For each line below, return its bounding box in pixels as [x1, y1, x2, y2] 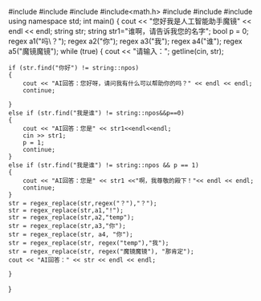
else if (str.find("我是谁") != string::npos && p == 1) [8, 161, 199, 169]
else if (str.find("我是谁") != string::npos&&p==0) [8, 109, 185, 117]
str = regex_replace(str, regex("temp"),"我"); [8, 239, 169, 247]
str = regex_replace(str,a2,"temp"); [8, 214, 135, 222]
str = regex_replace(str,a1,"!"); [8, 206, 124, 214]
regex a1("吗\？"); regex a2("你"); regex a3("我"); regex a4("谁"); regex [8, 36, 243, 46]
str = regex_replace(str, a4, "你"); [8, 230, 134, 238]
